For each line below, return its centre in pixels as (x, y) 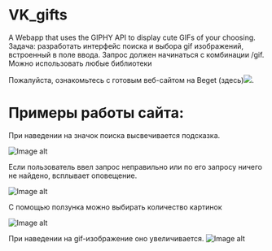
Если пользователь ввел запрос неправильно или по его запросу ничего (136, 167)
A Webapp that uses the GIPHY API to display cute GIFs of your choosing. (132, 37)
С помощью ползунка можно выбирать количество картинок (115, 207)
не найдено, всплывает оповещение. (73, 175)
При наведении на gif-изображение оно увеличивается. (106, 238)
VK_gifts (38, 15)
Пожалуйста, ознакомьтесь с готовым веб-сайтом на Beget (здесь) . (132, 80)
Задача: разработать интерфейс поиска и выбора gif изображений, (126, 45)
